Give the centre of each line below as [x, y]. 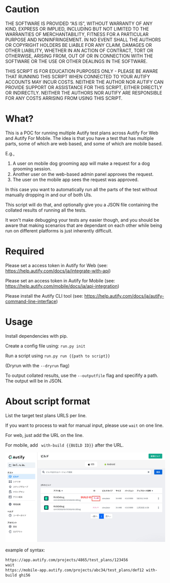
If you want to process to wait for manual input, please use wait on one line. [84, 425]
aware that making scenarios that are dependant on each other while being [84, 225]
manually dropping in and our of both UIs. [49, 195]
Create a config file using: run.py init [45, 346]
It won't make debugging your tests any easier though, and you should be [82, 220]
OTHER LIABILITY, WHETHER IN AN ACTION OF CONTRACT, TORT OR [79, 50]
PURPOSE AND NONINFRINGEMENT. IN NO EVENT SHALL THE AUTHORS [83, 40]
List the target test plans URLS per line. [46, 415]
